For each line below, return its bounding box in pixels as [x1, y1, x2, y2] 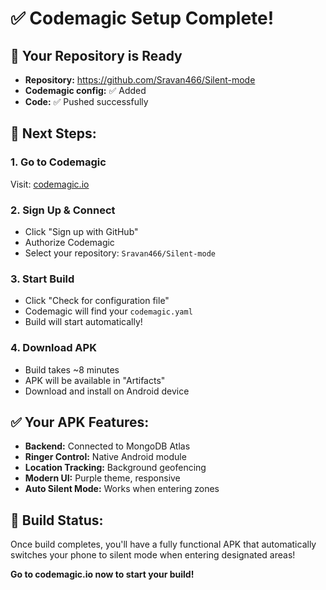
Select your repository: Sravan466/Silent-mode [24, 247, 216, 259]
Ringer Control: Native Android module [24, 451, 187, 463]
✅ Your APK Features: [10, 413, 150, 431]
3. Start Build [10, 272, 75, 286]
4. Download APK [10, 341, 97, 355]
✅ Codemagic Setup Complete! [10, 7, 275, 30]
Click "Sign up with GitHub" [24, 225, 139, 237]
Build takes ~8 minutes [24, 363, 120, 376]
